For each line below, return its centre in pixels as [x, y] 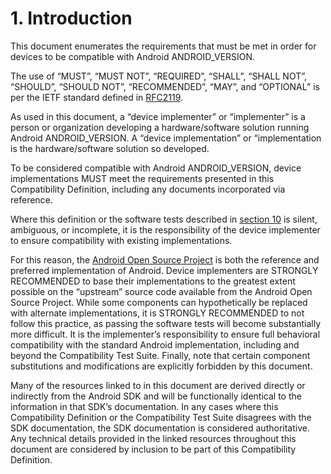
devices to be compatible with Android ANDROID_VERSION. [133, 56]
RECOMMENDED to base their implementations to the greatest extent [153, 281]
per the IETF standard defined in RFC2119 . [97, 97]
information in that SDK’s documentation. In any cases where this [144, 406]
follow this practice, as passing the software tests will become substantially [166, 323]
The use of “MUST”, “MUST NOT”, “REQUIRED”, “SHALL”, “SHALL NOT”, [159, 76]
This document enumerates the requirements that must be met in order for [163, 46]
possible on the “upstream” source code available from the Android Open [161, 291]
